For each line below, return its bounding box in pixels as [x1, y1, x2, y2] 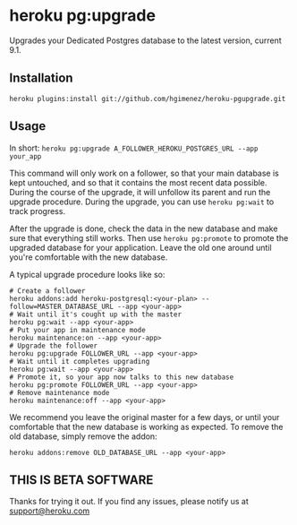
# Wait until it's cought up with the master [9, 310, 182, 319]
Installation [9, 71, 73, 86]
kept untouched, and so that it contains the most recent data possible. [9, 176, 267, 188]
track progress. [9, 205, 65, 216]
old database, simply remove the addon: [9, 431, 158, 442]
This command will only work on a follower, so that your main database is [9, 168, 279, 178]
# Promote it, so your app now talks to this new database [9, 373, 234, 382]
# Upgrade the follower [9, 341, 98, 350]
